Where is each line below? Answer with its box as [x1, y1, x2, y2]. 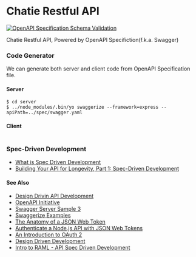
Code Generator [6, 51, 55, 60]
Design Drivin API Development [15, 193, 94, 200]
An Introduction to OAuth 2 [15, 231, 83, 238]
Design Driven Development [15, 238, 86, 245]
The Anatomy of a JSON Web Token [15, 218, 106, 225]
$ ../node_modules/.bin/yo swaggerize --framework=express [6, 105, 159, 111]
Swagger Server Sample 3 [15, 205, 81, 213]
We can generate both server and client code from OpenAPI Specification [6, 65, 191, 72]
